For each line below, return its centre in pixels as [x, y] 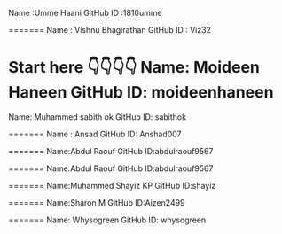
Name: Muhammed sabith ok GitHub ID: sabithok [98, 117]
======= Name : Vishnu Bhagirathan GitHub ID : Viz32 [110, 30]
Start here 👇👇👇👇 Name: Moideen [134, 68]
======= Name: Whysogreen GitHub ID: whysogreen [107, 220]
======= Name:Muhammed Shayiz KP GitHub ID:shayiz [112, 185]
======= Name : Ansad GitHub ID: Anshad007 [95, 134]
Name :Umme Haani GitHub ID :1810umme [85, 13]
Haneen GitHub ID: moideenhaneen [141, 93]
